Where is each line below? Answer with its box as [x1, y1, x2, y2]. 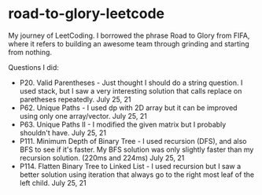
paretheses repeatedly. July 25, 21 [19, 94, 131, 104]
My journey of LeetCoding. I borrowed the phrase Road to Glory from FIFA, [8, 31, 250, 40]
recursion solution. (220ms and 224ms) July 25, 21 [19, 153, 185, 162]
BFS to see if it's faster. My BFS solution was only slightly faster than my [19, 145, 254, 154]
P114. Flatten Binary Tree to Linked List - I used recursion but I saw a [19, 161, 242, 171]
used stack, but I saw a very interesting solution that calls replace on [19, 86, 242, 95]
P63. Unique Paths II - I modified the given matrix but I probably [19, 120, 227, 129]
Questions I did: [8, 62, 59, 72]
